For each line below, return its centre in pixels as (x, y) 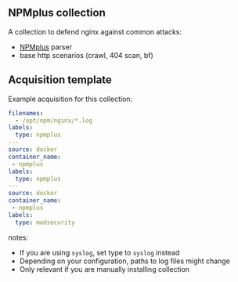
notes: (18, 237)
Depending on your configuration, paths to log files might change (125, 261)
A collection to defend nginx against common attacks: (95, 31)
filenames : (26, 113)
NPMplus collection (57, 13)
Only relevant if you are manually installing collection (105, 269)
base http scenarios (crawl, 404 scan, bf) (87, 55)
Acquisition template (60, 80)
